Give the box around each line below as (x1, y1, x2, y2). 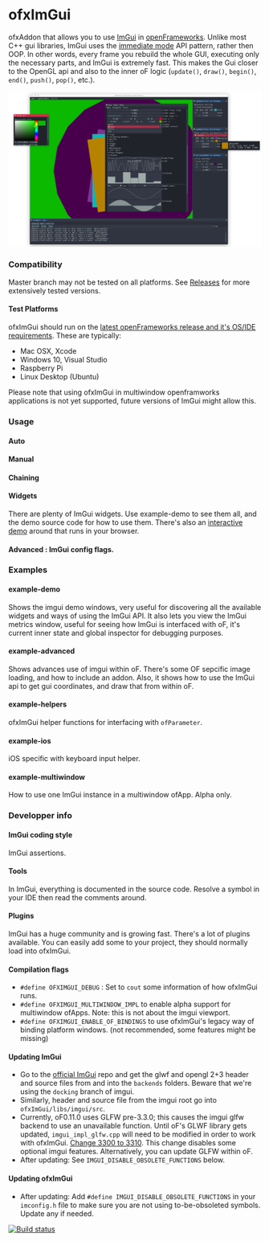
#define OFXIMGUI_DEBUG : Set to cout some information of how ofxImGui (19, 982, 259, 992)
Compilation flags (8, 965, 69, 974)
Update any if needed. (19, 1208, 94, 1218)
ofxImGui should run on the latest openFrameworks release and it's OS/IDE (8, 322, 256, 332)
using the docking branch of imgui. (19, 1087, 135, 1096)
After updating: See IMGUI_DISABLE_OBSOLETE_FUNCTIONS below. (19, 1155, 226, 1165)
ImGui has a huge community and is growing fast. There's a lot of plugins (8, 928, 251, 938)
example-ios (8, 735, 51, 745)
